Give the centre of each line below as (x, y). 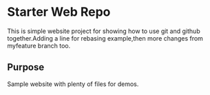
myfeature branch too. (39, 45)
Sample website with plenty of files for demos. (73, 84)
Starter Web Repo (59, 12)
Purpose (26, 67)
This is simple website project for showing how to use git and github (104, 31)
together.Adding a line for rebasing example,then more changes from (105, 38)
